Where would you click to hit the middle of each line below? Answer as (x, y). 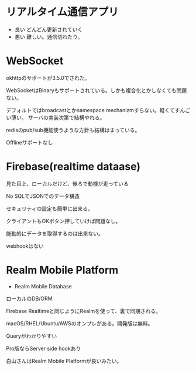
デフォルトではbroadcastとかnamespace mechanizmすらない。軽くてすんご (98, 110)
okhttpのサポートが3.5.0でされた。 (48, 78)
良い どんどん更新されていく (49, 29)
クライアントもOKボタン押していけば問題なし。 (63, 221)
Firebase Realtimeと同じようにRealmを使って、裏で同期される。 (84, 311)
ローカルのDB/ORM (29, 298)
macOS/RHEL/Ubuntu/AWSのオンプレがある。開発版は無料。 (80, 323)
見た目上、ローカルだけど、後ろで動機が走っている (67, 183)
